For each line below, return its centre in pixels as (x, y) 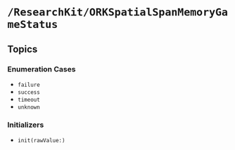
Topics (23, 49)
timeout (28, 100)
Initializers (26, 125)
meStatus (33, 25)
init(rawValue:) (41, 141)
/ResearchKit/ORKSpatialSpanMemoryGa (118, 12)
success (28, 92)
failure (28, 85)
